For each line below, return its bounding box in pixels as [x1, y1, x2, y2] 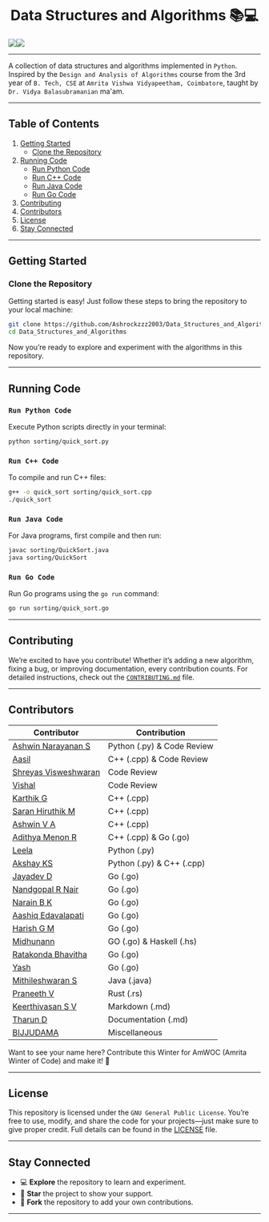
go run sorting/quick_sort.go [8, 604, 110, 613]
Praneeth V [12, 987, 54, 998]
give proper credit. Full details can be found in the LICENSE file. [8, 1125, 218, 1135]
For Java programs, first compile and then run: [8, 530, 162, 541]
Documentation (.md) [107, 1014, 188, 1025]
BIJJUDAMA [12, 1026, 59, 1038]
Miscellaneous [107, 1026, 163, 1038]
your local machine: [8, 305, 74, 315]
